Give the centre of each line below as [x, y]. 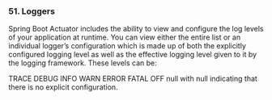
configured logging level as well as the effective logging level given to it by [133, 55]
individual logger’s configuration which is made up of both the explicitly [127, 46]
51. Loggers [32, 11]
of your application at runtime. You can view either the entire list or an [125, 37]
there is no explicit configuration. [64, 87]
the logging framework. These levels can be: [83, 63]
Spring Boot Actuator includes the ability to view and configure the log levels [136, 29]
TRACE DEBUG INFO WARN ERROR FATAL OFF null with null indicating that [133, 79]
